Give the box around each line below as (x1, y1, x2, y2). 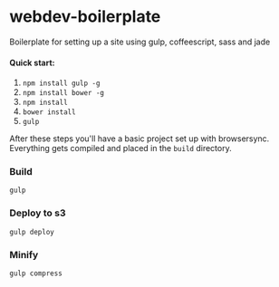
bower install (22, 108, 76, 117)
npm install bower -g (22, 89, 104, 98)
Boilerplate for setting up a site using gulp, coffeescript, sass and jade (9, 36, 271, 47)
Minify (9, 248, 39, 261)
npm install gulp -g (22, 79, 101, 88)
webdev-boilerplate (9, 6, 161, 27)
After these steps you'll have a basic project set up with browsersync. (9, 133, 270, 144)
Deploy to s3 (9, 206, 66, 219)
